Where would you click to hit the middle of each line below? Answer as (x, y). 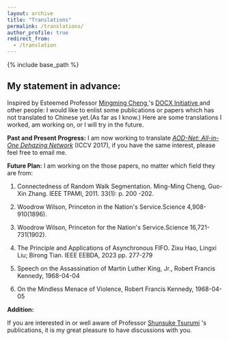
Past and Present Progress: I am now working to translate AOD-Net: (104, 138)
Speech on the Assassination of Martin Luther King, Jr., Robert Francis (116, 268)
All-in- (210, 138)
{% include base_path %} (43, 65)
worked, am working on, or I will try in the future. (76, 125)
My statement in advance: (64, 86)
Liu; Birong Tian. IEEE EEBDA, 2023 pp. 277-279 (85, 255)
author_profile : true (38, 33)
